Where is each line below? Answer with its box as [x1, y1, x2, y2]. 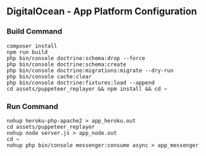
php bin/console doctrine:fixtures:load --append [6, 79, 155, 86]
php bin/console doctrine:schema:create [6, 61, 127, 68]
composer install [6, 42, 58, 50]
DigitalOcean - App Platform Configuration [6, 6, 198, 17]
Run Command [6, 101, 58, 111]
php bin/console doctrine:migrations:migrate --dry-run [6, 66, 174, 74]
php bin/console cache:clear [6, 73, 92, 80]
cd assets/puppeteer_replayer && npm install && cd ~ [6, 85, 168, 92]
